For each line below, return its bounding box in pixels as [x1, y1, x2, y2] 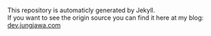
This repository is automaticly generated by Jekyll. [7, 6, 156, 14]
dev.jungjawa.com [7, 21, 61, 29]
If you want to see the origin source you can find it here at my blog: [7, 13, 204, 22]
